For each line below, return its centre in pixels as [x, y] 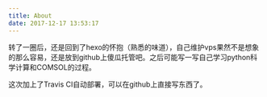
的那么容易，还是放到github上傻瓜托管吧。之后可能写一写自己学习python [129, 57]
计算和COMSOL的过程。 [56, 67]
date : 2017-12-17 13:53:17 [54, 23]
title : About [30, 16]
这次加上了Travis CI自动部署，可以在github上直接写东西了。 [108, 84]
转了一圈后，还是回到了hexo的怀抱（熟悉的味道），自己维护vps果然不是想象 [134, 47]
